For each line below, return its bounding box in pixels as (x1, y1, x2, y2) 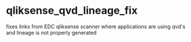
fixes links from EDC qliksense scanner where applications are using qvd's (6, 23, 186, 30)
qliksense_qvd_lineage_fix (6, 4, 138, 17)
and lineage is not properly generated (6, 29, 97, 36)
